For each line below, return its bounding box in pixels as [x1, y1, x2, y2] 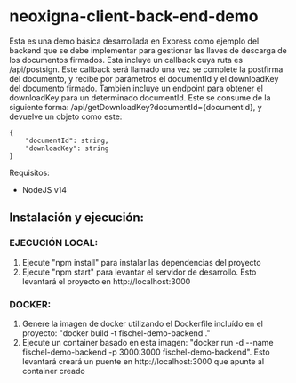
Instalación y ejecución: [9, 211, 145, 226]
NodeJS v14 [21, 184, 67, 195]
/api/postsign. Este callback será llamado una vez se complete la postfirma [9, 64, 284, 75]
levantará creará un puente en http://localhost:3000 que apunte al [21, 355, 265, 366]
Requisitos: [9, 167, 51, 178]
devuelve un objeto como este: [9, 111, 123, 122]
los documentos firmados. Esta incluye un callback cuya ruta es [9, 54, 243, 65]
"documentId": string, [25, 136, 109, 145]
